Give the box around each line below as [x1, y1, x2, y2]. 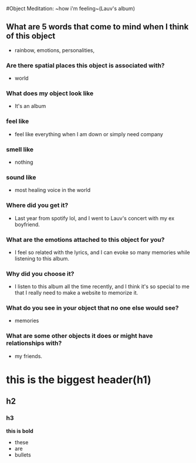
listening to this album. [14, 255, 69, 262]
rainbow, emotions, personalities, [14, 46, 95, 53]
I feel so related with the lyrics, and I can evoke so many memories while [14, 249, 190, 256]
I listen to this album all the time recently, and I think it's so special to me [14, 283, 190, 290]
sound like [6, 173, 36, 181]
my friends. [14, 352, 43, 360]
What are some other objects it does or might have [6, 332, 153, 340]
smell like [6, 145, 34, 153]
